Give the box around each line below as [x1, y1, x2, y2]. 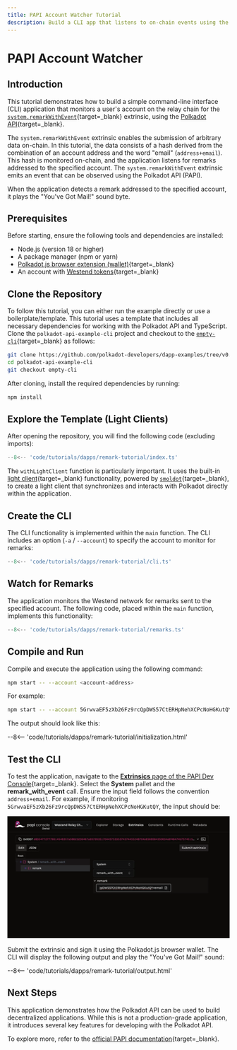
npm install [7, 393, 42, 401]
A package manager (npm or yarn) [17, 252, 119, 261]
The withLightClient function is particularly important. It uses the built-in [7, 467, 221, 475]
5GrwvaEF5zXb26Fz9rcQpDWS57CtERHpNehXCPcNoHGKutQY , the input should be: [7, 803, 221, 811]
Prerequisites [7, 212, 68, 224]
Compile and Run [7, 646, 85, 658]
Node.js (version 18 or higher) [17, 245, 104, 254]
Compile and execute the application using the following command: [7, 665, 203, 673]
